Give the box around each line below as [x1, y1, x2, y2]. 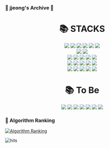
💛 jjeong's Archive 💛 [5, 4, 54, 11]
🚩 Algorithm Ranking [5, 117, 55, 124]
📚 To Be [65, 85, 99, 96]
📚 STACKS [59, 23, 105, 35]
